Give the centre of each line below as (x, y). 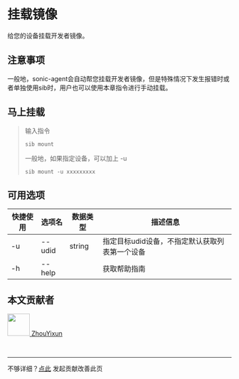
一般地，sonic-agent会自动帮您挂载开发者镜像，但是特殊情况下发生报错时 (116, 78)
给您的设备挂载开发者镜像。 (48, 36)
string (79, 246)
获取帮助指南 (124, 269)
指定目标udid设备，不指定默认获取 (160, 241)
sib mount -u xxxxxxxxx (60, 171)
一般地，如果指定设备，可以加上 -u (76, 158)
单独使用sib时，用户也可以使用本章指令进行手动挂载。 (92, 87)
